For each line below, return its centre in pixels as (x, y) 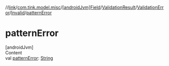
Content (14, 52)
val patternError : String (29, 58)
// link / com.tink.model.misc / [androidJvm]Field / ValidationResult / (71, 7)
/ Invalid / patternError (31, 13)
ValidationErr (150, 7)
